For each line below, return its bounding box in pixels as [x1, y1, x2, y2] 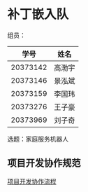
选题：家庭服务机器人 [7, 135, 68, 143]
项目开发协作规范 [7, 157, 81, 169]
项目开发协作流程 [7, 177, 57, 186]
